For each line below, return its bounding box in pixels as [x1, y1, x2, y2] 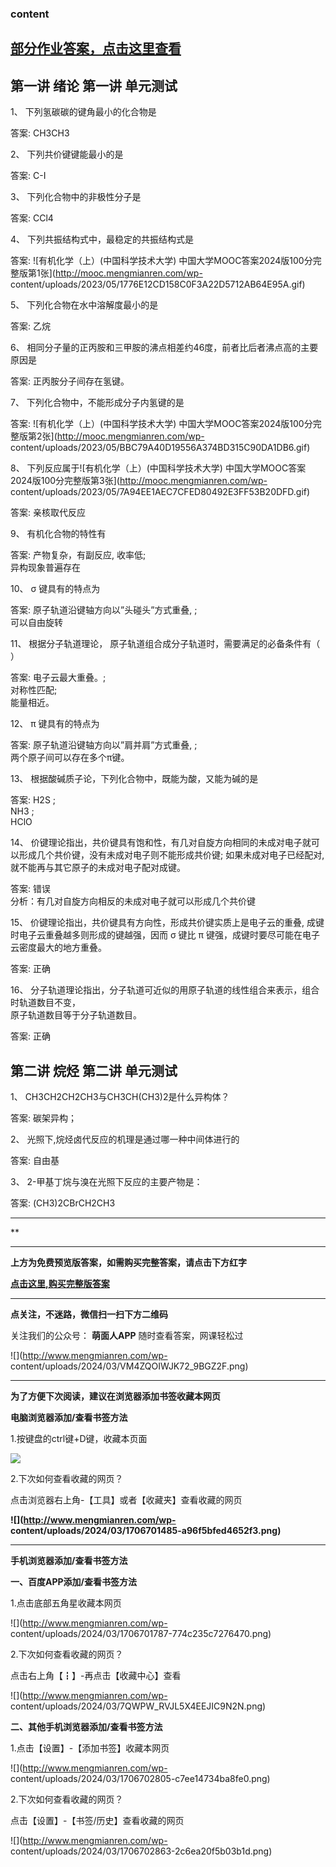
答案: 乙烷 [10, 320, 51, 332]
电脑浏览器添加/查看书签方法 [10, 1411, 128, 1423]
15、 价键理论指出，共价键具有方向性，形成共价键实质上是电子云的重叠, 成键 [10, 917, 325, 929]
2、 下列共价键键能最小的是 [10, 148, 124, 161]
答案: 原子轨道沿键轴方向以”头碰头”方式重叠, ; [10, 604, 198, 616]
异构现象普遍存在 [10, 562, 81, 574]
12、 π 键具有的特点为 [10, 718, 100, 730]
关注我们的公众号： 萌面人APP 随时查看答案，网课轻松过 [10, 1329, 244, 1341]
